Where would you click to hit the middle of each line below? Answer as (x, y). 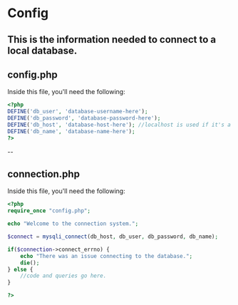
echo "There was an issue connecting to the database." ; (107, 256)
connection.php (44, 174)
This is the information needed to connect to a (112, 40)
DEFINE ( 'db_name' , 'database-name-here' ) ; (71, 131)
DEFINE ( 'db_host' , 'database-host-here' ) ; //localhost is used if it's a (119, 125)
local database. (42, 50)
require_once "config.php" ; (49, 211)
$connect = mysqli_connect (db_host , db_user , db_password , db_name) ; (113, 237)
